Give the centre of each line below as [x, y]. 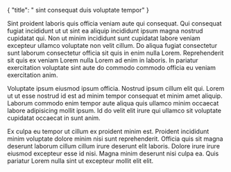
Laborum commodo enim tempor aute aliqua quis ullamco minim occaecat [113, 103]
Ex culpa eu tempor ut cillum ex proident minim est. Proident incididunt [108, 131]
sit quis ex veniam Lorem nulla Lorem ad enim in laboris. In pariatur [103, 60]
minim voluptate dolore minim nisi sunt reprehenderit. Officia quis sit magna [115, 139]
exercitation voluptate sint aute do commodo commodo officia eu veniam [112, 68]
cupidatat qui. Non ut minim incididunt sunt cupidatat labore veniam [104, 38]
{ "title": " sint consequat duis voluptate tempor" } [78, 10]
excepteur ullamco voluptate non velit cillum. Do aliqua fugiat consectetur [112, 45]
